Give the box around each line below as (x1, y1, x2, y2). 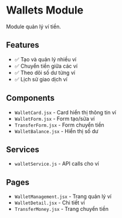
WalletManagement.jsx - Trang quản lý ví (14, 193, 111, 200)
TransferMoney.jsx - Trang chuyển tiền (14, 206, 109, 213)
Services (6, 144, 40, 154)
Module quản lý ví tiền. (6, 23, 62, 30)
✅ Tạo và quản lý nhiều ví (14, 55, 77, 62)
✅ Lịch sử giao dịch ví (14, 75, 67, 82)
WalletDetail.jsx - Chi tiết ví (14, 199, 85, 206)
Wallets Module (6, 4, 84, 17)
